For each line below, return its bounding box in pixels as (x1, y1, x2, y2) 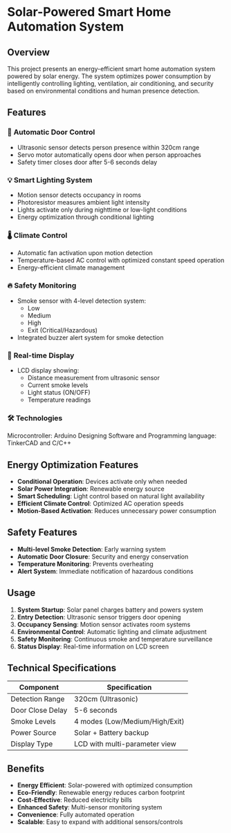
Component (19, 682, 59, 692)
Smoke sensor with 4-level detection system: (17, 297, 147, 305)
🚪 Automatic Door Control (7, 127, 95, 137)
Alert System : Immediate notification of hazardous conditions (17, 567, 194, 575)
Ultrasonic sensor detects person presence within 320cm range (17, 143, 200, 151)
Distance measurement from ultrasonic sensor (27, 373, 160, 382)
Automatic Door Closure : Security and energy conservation (17, 552, 189, 561)
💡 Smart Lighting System (7, 175, 93, 185)
